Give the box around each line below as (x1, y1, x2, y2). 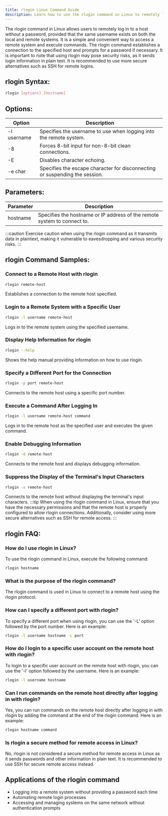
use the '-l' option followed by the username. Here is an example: (5, 668, 140, 674)
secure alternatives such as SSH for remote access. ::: (5, 515, 117, 521)
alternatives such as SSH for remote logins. (5, 63, 94, 69)
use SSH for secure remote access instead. (5, 761, 94, 767)
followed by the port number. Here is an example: (5, 623, 107, 629)
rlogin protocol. (5, 594, 37, 600)
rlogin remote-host (5, 282, 46, 287)
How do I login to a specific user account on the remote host (5, 645, 154, 652)
